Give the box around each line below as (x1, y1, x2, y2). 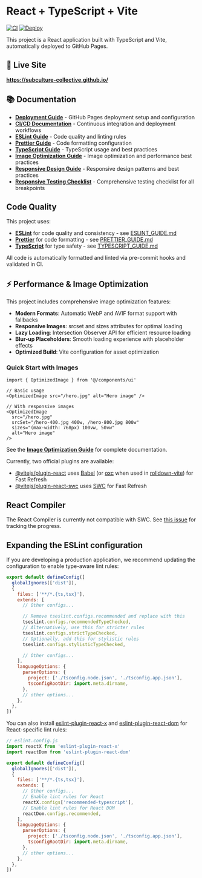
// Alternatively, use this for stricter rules (22, 625, 145, 631)
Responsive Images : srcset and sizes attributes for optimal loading (15, 323, 183, 330)
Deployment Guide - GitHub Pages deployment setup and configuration (15, 113, 195, 120)
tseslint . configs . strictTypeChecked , (22, 630, 118, 636)
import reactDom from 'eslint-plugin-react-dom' (6, 749, 131, 755)
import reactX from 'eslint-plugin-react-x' (6, 744, 120, 750)
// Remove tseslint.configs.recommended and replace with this (22, 613, 186, 619)
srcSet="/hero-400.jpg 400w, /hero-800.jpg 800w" (11, 420, 139, 426)
